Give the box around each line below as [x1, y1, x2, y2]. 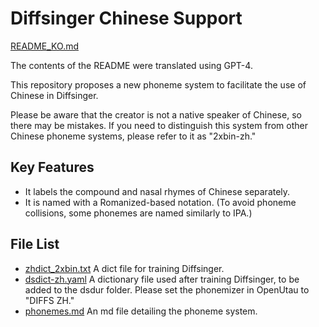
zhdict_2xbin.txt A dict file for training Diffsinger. [24, 262, 225, 274]
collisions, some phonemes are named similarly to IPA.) [24, 207, 253, 219]
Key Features [10, 159, 95, 176]
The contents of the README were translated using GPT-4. [10, 59, 253, 71]
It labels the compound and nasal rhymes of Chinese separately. [24, 185, 291, 197]
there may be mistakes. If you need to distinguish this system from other [10, 119, 308, 131]
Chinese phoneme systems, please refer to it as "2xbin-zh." [10, 130, 257, 142]
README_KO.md [10, 40, 79, 52]
